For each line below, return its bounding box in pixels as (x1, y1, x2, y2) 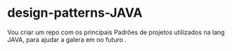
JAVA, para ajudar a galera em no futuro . (7, 35, 127, 43)
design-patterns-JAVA (7, 5, 143, 21)
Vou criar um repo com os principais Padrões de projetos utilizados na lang (7, 28, 225, 36)
